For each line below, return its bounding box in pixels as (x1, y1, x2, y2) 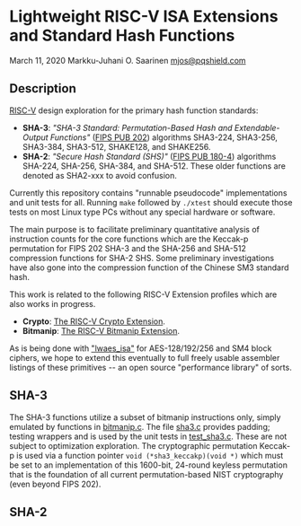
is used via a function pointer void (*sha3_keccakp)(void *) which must (16, 450, 284, 460)
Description (9, 81, 76, 96)
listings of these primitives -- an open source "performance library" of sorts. (9, 362, 292, 373)
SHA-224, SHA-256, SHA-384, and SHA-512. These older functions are (22, 160, 286, 171)
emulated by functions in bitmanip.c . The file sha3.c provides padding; (9, 421, 270, 432)
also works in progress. (9, 298, 96, 309)
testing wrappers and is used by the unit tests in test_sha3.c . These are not (9, 431, 288, 442)
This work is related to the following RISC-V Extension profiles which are (9, 289, 278, 300)
